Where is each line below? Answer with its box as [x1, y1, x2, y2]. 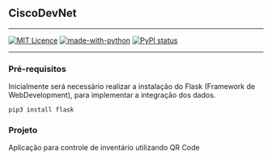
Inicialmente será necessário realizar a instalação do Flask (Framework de [8, 82, 256, 91]
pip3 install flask [8, 106, 74, 114]
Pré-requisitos [8, 63, 66, 74]
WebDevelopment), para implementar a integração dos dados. [8, 91, 216, 100]
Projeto [8, 124, 38, 136]
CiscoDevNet [8, 6, 77, 20]
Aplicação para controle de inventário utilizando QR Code [8, 143, 200, 153]
